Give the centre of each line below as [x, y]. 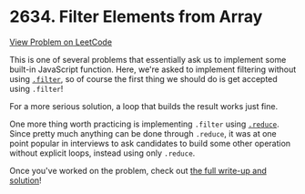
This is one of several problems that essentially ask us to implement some [148, 59]
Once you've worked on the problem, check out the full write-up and [138, 170]
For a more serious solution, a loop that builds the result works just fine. [144, 106]
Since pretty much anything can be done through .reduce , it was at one [143, 133]
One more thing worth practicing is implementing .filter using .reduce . [144, 124]
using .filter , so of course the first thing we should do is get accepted [143, 78]
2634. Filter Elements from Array [136, 17]
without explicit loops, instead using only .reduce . [102, 153]
